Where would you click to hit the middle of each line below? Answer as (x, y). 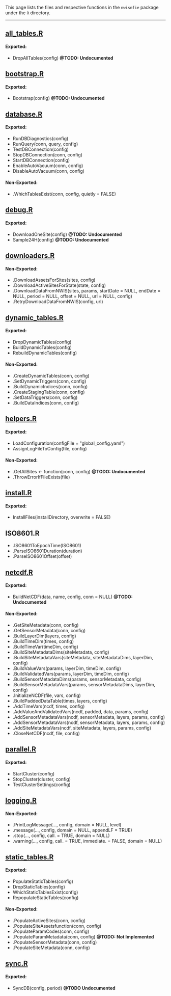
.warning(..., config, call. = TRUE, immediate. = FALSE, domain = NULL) (87, 841)
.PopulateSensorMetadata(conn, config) (55, 942)
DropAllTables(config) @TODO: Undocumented (63, 58)
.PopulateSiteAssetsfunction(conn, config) (57, 926)
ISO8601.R (22, 533)
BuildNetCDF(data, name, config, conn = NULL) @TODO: (73, 597)
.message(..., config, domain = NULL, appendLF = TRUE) (72, 830)
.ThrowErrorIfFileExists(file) (41, 477)
